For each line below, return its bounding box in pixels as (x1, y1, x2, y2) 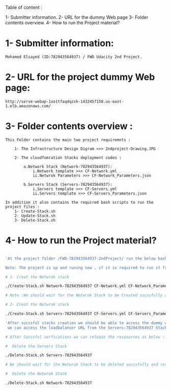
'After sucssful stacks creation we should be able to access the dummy (5, 320, 163, 326)
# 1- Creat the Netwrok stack (5, 274, 70, 280)
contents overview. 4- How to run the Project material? (5, 20, 120, 26)
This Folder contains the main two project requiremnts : (5, 137, 131, 142)
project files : (5, 204, 40, 209)
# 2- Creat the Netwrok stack (5, 302, 70, 307)
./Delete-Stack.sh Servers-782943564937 (5, 353, 93, 358)
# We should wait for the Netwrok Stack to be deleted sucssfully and (5, 362, 158, 367)
